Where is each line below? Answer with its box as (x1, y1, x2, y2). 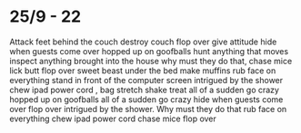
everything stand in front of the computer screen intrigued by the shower (9, 74, 284, 85)
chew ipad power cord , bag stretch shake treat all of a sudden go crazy (9, 84, 280, 95)
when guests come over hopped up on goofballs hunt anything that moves (9, 45, 289, 56)
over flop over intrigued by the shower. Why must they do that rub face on (9, 103, 287, 114)
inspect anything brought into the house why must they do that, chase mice (9, 55, 293, 66)
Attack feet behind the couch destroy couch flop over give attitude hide (9, 36, 277, 47)
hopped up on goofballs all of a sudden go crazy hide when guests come (9, 93, 284, 105)
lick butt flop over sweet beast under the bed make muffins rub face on (9, 65, 276, 76)
